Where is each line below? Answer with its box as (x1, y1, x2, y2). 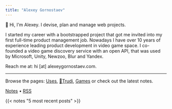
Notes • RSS (5, 88, 32, 94)
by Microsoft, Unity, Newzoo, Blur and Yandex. (5, 53, 104, 59)
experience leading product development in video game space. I (5, 42, 141, 49)
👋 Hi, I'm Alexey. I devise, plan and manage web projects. (5, 21, 126, 28)
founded (5, 48, 24, 54)
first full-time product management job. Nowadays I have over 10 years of (5, 37, 161, 43)
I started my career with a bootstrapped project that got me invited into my (5, 31, 163, 37)
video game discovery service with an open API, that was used (28, 48, 161, 54)
